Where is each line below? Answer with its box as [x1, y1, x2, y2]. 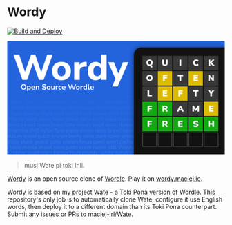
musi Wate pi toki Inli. [23, 162, 85, 170]
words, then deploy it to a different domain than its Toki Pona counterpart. [7, 203, 217, 211]
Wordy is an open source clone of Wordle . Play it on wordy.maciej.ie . [7, 175, 203, 183]
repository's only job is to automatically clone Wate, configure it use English [7, 195, 223, 204]
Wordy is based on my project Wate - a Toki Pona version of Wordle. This [7, 188, 215, 197]
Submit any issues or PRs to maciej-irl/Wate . [7, 210, 133, 218]
